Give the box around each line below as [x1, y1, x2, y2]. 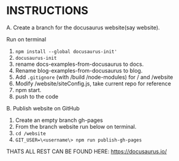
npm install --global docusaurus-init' [15, 48, 118, 55]
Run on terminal [6, 35, 47, 43]
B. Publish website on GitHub [6, 104, 80, 112]
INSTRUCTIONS [6, 4, 89, 18]
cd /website [15, 131, 46, 137]
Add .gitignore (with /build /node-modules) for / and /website [15, 73, 173, 80]
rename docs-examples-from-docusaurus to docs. [15, 60, 144, 68]
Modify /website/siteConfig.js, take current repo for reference [15, 80, 172, 87]
